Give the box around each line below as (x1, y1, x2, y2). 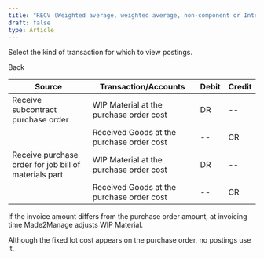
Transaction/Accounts (99, 82, 186, 93)
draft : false (8, 19, 51, 27)
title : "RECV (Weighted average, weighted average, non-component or (8, 11, 241, 20)
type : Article (8, 26, 55, 34)
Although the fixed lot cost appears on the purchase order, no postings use (8, 235, 251, 245)
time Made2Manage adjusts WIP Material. (8, 221, 144, 230)
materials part (12, 170, 64, 181)
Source (35, 82, 63, 93)
